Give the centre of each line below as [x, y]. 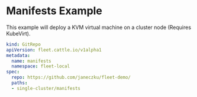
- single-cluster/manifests [46, 88]
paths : [20, 83]
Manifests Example [54, 11]
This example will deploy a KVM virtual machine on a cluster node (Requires [98, 27]
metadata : [18, 55]
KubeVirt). [18, 33]
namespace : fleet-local [41, 66]
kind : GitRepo [24, 44]
